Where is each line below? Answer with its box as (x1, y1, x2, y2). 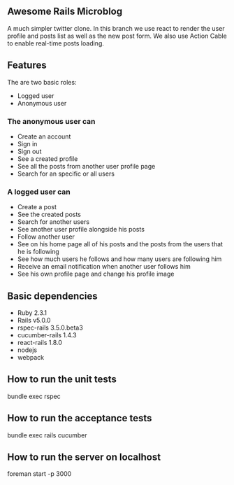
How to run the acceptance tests (7, 412, 152, 424)
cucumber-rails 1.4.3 (17, 331, 77, 339)
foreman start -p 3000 (7, 470, 72, 478)
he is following (17, 248, 59, 256)
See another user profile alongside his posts (17, 225, 145, 234)
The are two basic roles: (7, 78, 77, 86)
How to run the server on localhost (7, 451, 161, 463)
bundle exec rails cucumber (7, 430, 87, 440)
